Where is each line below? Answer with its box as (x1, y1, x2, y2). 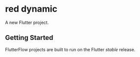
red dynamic (5, 3, 57, 15)
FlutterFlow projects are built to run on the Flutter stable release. (5, 46, 136, 52)
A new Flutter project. (5, 19, 49, 25)
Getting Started (5, 34, 54, 42)
